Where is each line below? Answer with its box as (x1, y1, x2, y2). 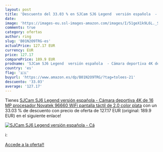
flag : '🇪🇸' (5, 70, 29, 75)
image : (5, 20, 18, 26)
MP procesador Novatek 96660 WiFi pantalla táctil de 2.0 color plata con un (5, 102, 157, 108)
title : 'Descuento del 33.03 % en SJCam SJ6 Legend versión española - (5, 12, 158, 17)
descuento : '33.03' (5, 79, 45, 84)
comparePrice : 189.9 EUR (5, 57, 55, 62)
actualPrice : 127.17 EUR (5, 43, 55, 48)
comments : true (5, 25, 36, 30)
